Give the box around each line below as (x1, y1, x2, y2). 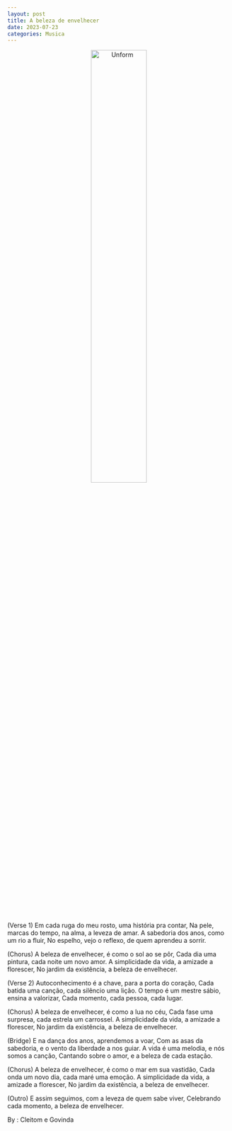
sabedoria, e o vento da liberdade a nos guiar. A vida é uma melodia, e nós (7, 1044, 225, 1053)
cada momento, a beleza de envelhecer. (7, 1102, 124, 1110)
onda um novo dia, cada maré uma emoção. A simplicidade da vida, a (7, 1073, 210, 1081)
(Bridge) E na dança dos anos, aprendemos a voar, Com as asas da (7, 1037, 204, 1045)
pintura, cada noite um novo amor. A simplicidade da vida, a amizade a (7, 958, 214, 966)
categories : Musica (7, 30, 65, 38)
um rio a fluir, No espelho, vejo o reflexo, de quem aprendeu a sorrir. (7, 936, 207, 945)
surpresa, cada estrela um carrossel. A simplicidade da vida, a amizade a (7, 1015, 221, 1024)
